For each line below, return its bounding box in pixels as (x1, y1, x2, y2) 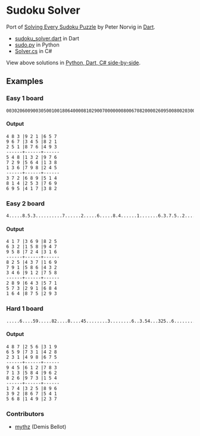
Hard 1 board (6, 304, 43, 313)
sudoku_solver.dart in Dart (14, 35, 79, 42)
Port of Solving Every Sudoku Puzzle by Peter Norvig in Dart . (6, 23, 156, 30)
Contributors (6, 409, 45, 418)
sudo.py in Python (14, 41, 60, 48)
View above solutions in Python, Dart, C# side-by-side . (6, 59, 141, 66)
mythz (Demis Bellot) (14, 423, 67, 431)
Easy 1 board (6, 94, 43, 102)
